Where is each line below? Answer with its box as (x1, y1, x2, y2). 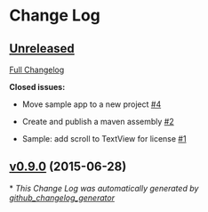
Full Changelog (9, 64, 65, 75)
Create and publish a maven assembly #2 (21, 117, 175, 126)
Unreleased (9, 41, 76, 56)
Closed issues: (9, 82, 66, 92)
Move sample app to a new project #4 (21, 99, 162, 110)
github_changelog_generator (9, 192, 116, 203)
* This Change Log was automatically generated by (9, 183, 199, 193)
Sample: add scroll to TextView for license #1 (21, 134, 187, 143)
